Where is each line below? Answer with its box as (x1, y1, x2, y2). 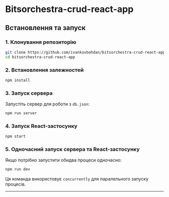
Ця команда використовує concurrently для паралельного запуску (5, 176, 149, 182)
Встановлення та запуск (5, 24, 86, 32)
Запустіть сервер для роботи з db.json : (5, 101, 90, 107)
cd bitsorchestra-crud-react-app (5, 54, 75, 60)
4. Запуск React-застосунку (5, 122, 78, 129)
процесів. (5, 181, 26, 187)
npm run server (5, 111, 37, 116)
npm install (5, 78, 30, 83)
